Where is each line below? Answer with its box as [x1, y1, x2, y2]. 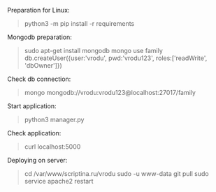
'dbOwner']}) [24, 61, 63, 69]
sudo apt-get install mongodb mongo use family [24, 47, 163, 54]
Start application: [7, 102, 57, 110]
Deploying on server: [7, 156, 68, 164]
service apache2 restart [24, 177, 94, 185]
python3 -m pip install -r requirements [24, 20, 135, 27]
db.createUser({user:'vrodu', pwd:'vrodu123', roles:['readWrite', [24, 54, 208, 62]
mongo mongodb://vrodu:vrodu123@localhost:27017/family [24, 89, 196, 96]
